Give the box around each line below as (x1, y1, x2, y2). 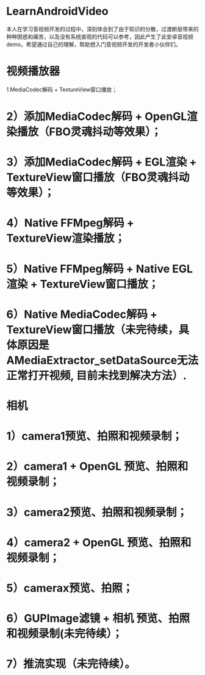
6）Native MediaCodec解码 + (6, 307, 157, 321)
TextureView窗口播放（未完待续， (6, 323, 179, 336)
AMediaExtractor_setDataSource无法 (6, 353, 199, 367)
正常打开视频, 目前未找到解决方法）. (6, 369, 187, 382)
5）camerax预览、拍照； (6, 581, 134, 595)
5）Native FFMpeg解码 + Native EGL (6, 262, 193, 276)
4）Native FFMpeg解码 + (6, 216, 134, 230)
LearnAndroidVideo (6, 4, 109, 18)
